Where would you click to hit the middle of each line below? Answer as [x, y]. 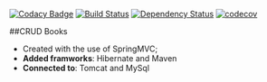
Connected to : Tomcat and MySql [86, 68]
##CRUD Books [38, 31]
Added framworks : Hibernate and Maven [100, 58]
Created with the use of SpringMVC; [90, 49]
